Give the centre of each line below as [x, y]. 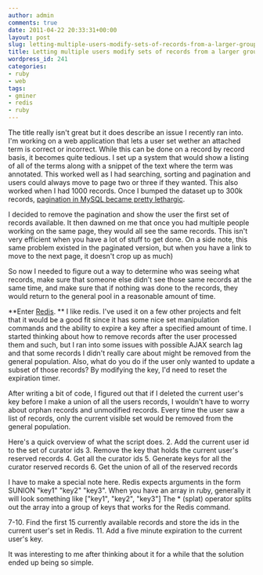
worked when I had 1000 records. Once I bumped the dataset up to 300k [125, 191]
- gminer [22, 96]
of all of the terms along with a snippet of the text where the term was [121, 166]
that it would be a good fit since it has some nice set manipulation [114, 320]
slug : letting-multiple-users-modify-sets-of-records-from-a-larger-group [133, 45]
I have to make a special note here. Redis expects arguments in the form [124, 482]
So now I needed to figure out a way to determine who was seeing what [124, 271]
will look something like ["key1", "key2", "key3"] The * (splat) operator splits [130, 499]
